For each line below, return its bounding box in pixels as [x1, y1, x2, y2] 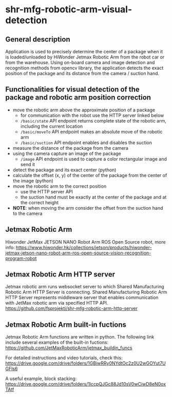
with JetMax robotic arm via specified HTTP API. [5, 300, 108, 306]
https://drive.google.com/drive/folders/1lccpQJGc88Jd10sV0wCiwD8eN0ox [5, 381, 166, 387]
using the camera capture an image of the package [12, 150, 122, 156]
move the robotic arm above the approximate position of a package [12, 107, 156, 113]
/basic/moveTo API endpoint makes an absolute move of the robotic [20, 128, 163, 134]
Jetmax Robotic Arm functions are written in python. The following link [5, 334, 155, 340]
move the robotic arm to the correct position [12, 183, 107, 189]
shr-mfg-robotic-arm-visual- [5, 4, 132, 15]
